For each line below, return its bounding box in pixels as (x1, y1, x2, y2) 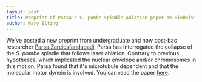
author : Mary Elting (6, 20, 59, 26)
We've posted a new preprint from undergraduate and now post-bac (6, 37, 177, 44)
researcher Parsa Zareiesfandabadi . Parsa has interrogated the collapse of (6, 43, 193, 50)
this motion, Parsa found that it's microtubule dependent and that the (6, 63, 179, 70)
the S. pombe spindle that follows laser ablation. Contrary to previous (6, 50, 180, 57)
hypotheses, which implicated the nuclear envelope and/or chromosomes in (6, 56, 196, 64)
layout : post (6, 9, 39, 15)
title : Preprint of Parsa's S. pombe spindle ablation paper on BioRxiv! (6, 15, 197, 21)
